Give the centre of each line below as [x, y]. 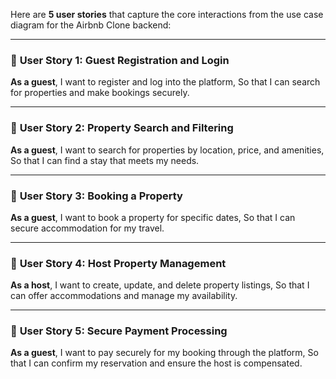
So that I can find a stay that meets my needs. [105, 160]
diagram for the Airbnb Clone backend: [91, 25]
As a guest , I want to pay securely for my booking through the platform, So [164, 353]
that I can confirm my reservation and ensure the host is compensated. [156, 363]
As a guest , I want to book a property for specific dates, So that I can [153, 217]
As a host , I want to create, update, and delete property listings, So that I [160, 285]
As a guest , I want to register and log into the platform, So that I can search [165, 82]
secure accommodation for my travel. [87, 228]
